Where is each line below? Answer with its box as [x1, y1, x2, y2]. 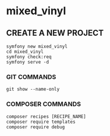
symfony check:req [6, 54, 52, 60]
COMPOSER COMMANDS [6, 100, 81, 108]
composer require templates [6, 119, 76, 125]
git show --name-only [6, 86, 60, 93]
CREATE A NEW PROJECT [6, 28, 104, 38]
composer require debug [6, 124, 65, 130]
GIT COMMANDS [6, 72, 56, 81]
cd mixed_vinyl [6, 49, 44, 55]
